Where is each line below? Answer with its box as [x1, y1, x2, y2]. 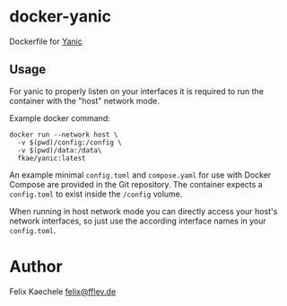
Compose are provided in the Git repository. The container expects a [9, 179, 263, 189]
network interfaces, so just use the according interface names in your [9, 215, 266, 226]
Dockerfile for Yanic [9, 36, 83, 47]
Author [9, 256, 63, 276]
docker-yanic [9, 6, 112, 27]
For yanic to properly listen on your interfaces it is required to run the [9, 85, 265, 96]
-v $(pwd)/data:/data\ [17, 145, 102, 154]
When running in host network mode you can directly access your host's [9, 205, 278, 216]
